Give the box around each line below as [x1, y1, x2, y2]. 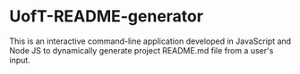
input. [9, 54, 31, 65]
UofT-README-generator [9, 6, 204, 27]
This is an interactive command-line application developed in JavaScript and [9, 36, 292, 46]
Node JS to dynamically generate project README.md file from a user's [9, 45, 274, 55]
